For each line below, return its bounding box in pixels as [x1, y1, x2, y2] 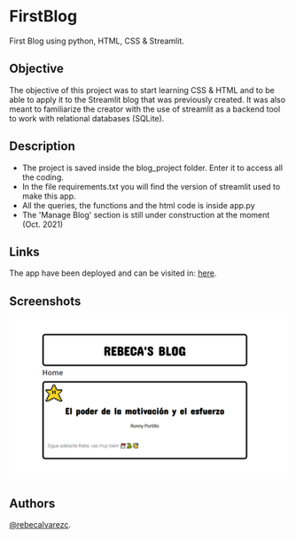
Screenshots [9, 293, 82, 309]
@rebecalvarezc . [9, 519, 72, 530]
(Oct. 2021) [21, 219, 64, 230]
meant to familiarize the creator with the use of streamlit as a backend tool [9, 104, 281, 114]
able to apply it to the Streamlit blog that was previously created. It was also [9, 94, 286, 105]
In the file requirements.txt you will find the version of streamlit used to [21, 181, 281, 191]
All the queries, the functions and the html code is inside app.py [21, 199, 255, 210]
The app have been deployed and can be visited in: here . [9, 268, 217, 278]
